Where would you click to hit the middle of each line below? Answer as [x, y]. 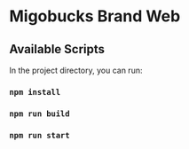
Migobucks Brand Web [95, 16]
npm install [35, 92]
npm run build [39, 114]
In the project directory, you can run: [76, 70]
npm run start [39, 135]
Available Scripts [57, 49]
